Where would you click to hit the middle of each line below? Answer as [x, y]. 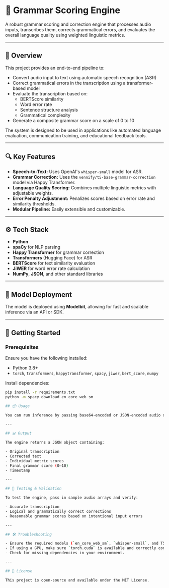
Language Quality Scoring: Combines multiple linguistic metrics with [84, 188]
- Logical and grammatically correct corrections [58, 511]
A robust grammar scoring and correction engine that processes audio [78, 24]
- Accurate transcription [32, 507]
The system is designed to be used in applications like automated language [83, 130]
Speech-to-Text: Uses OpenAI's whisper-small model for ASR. [78, 172]
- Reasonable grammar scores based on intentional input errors [74, 516]
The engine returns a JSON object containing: [55, 443]
